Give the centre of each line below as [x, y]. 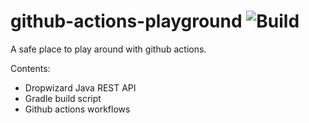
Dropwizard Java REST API [80, 87]
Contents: [30, 68]
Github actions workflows [77, 109]
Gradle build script [63, 98]
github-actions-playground [126, 21]
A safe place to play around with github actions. [108, 49]
